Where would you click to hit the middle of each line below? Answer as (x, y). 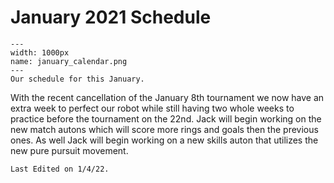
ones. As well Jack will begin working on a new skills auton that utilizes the (164, 140)
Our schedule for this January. (77, 79)
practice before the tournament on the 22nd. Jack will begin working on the (166, 118)
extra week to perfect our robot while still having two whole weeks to (152, 108)
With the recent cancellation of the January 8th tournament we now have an (167, 97)
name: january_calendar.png (69, 61)
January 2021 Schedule (111, 17)
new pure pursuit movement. (69, 150)
